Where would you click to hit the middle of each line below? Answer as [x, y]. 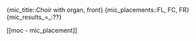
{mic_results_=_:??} [34, 17]
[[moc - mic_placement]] [42, 30]
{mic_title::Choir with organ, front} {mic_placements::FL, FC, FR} [98, 10]
